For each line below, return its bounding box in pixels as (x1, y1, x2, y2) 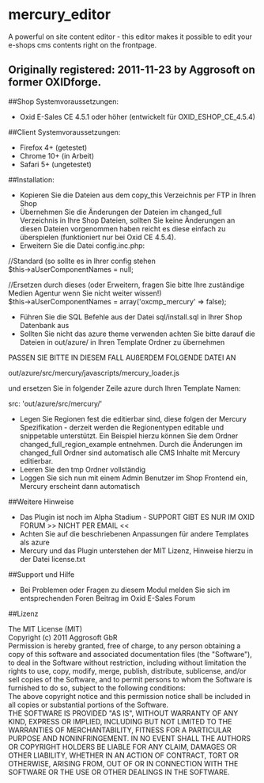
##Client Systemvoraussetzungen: (8, 127, 121, 136)
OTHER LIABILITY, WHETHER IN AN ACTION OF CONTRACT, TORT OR (8, 751, 239, 760)
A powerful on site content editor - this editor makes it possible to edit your (8, 32, 253, 41)
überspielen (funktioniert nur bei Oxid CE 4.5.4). (19, 232, 176, 242)
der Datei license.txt (19, 554, 85, 563)
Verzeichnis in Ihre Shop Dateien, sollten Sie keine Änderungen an (19, 216, 236, 225)
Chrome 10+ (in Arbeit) (19, 151, 95, 160)
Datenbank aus (19, 320, 70, 330)
